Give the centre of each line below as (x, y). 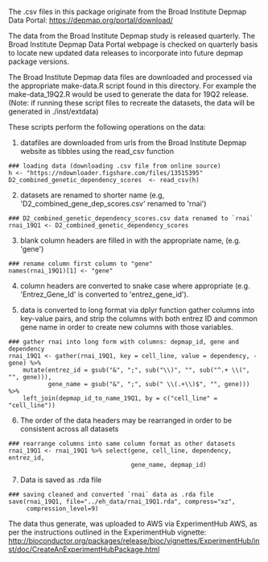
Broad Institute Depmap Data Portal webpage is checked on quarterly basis (133, 44)
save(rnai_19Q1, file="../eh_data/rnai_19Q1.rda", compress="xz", (122, 502)
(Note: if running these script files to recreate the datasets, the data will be (132, 103)
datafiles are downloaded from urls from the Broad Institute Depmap (133, 143)
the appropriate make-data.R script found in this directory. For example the (132, 85)
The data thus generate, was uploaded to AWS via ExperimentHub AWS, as (133, 524)
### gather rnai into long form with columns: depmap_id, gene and (124, 342)
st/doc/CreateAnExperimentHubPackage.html (84, 549)
